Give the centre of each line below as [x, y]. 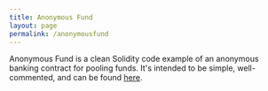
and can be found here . [100, 78]
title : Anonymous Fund [51, 17]
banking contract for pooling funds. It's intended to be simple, [122, 68]
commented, [32, 78]
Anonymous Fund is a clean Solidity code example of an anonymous [134, 59]
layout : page [33, 26]
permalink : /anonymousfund [59, 34]
